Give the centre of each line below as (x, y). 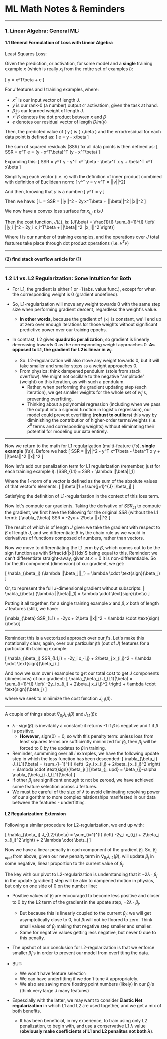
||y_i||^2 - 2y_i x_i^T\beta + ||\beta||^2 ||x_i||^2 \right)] (60, 227)
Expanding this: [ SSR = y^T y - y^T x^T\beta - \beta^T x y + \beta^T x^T (79, 162)
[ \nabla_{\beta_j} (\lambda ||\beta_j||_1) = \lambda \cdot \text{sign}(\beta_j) (83, 573)
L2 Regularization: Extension (36, 814)
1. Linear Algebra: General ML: (42, 31)
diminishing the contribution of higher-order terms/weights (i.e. (92, 420)
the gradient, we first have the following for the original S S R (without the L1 (82, 512)
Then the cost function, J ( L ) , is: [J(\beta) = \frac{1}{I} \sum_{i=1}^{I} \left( (80, 222)
